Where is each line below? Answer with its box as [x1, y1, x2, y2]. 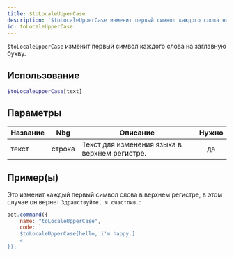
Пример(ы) [7, 172, 59, 184]
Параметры [7, 107, 62, 119]
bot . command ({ [7, 211, 49, 218]
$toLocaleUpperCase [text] [7, 88, 82, 95]
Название [10, 128, 45, 138]
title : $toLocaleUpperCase [7, 10, 86, 17]
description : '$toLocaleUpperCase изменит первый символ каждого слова [7, 17, 219, 24]
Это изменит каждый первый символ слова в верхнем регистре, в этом [7, 190, 223, 199]
